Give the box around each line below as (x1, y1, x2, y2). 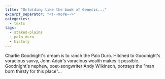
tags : (5, 26, 16, 30)
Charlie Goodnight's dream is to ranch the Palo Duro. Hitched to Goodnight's (5, 53, 161, 58)
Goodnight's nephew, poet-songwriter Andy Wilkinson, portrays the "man (5, 63, 154, 69)
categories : (5, 16, 30, 21)
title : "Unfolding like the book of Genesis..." (5, 7, 107, 12)
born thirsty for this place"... (5, 68, 62, 74)
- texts (9, 21, 26, 26)
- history (9, 39, 30, 44)
